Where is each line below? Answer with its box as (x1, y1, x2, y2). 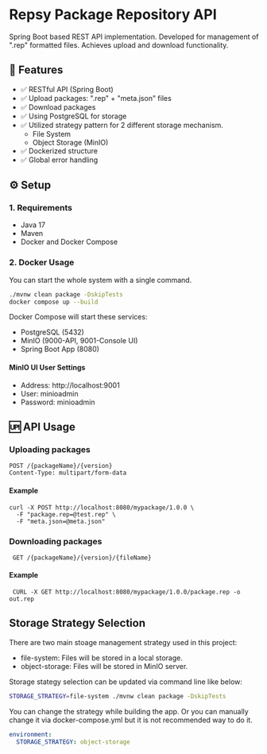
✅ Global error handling (20, 155, 99, 164)
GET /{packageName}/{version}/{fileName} (12, 554, 152, 562)
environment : (9, 730, 52, 738)
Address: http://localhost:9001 (20, 380, 120, 390)
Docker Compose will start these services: (9, 312, 148, 322)
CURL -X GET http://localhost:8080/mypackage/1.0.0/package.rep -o (12, 588, 241, 597)
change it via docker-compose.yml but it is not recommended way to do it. (9, 715, 253, 725)
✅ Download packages (20, 102, 96, 112)
